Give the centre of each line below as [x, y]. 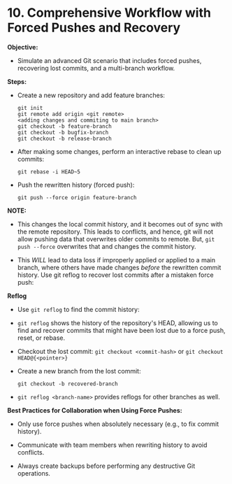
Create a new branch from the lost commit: [79, 371]
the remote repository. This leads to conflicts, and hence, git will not [115, 232]
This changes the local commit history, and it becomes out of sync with [120, 224]
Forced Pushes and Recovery [94, 28]
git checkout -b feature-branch [64, 126]
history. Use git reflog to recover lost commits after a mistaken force [116, 275]
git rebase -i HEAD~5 [49, 172]
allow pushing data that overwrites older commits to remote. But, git [116, 239]
